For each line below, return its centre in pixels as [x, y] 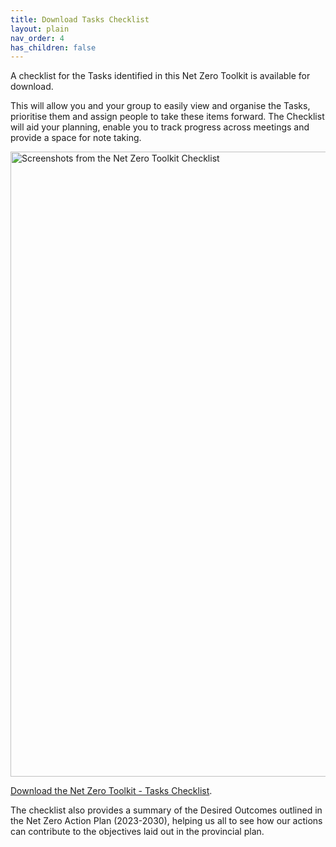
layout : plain [40, 29]
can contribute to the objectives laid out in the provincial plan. [137, 832]
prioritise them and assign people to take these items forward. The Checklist [167, 117]
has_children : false [53, 47]
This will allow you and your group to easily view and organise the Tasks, [160, 106]
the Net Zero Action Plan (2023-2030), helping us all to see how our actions [166, 821]
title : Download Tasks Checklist [80, 19]
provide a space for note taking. [76, 138]
